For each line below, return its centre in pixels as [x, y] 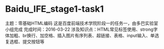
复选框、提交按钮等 [25, 41]
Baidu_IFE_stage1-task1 [54, 9]
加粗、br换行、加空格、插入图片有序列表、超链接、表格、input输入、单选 [84, 35]
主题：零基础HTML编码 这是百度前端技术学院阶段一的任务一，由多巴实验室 [82, 23]
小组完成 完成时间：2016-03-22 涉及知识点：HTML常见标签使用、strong [79, 29]
